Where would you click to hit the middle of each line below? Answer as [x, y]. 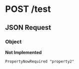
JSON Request [28, 28]
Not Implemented [24, 52]
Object [13, 42]
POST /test [28, 9]
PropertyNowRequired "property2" [40, 61]
